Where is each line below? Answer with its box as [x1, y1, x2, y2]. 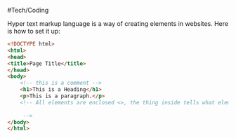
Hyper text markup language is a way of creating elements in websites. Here [7, 20, 229, 27]
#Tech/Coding [7, 6, 49, 14]
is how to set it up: [7, 27, 61, 35]
